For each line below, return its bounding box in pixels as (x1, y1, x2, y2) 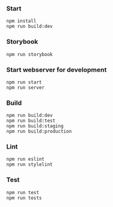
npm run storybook (6, 51, 53, 57)
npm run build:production (6, 128, 72, 135)
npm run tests (6, 195, 43, 201)
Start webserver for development (6, 65, 107, 74)
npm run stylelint (6, 161, 53, 168)
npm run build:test (6, 118, 56, 124)
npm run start (6, 79, 43, 85)
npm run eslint (6, 156, 45, 163)
